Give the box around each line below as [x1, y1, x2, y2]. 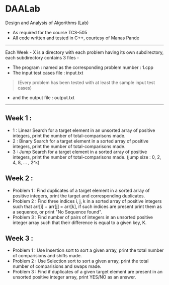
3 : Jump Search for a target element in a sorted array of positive [12, 149, 147, 155]
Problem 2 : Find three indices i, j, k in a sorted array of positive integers [12, 198, 162, 204]
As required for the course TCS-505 [12, 29, 88, 35]
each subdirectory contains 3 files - [5, 54, 79, 60]
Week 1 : [5, 114, 32, 122]
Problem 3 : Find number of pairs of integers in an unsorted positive [12, 214, 153, 220]
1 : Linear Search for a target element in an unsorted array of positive [12, 127, 155, 133]
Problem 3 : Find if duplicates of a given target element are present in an [12, 269, 162, 275]
